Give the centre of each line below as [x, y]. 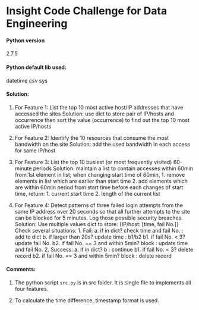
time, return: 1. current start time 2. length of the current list [87, 193]
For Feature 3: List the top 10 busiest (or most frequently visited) [93, 162]
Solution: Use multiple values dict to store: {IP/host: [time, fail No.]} [97, 224]
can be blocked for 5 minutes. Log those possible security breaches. [99, 218]
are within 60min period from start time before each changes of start [99, 187]
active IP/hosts [33, 126]
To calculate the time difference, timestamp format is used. [87, 300]
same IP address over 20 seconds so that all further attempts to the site [102, 211]
